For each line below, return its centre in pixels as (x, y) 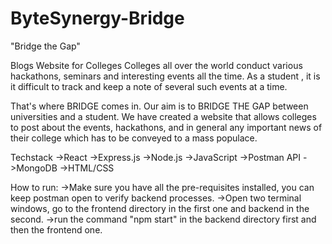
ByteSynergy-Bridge (97, 18)
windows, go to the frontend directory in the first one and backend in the (160, 208)
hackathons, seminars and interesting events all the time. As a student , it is (165, 76)
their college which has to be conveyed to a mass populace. (134, 138)
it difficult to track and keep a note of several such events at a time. (149, 86)
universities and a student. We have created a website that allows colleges (163, 116)
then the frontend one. (56, 229)
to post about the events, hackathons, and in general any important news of (166, 127)
